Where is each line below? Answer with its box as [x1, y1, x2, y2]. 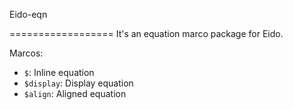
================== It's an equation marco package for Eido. [9, 28, 284, 39]
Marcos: [9, 47, 44, 59]
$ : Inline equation [23, 67, 95, 78]
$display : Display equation [23, 77, 134, 89]
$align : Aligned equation [23, 88, 127, 99]
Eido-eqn [9, 9, 48, 20]
